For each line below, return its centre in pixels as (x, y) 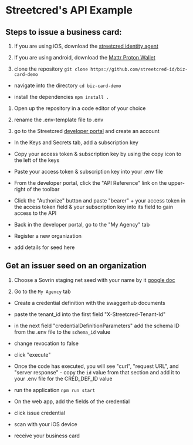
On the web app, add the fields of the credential (72, 401)
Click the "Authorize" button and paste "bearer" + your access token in (100, 200)
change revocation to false (46, 343)
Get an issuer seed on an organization (76, 266)
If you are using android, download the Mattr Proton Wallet (85, 57)
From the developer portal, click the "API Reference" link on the (90, 183)
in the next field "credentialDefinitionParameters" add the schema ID (97, 326)
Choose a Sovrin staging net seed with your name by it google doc (94, 280)
